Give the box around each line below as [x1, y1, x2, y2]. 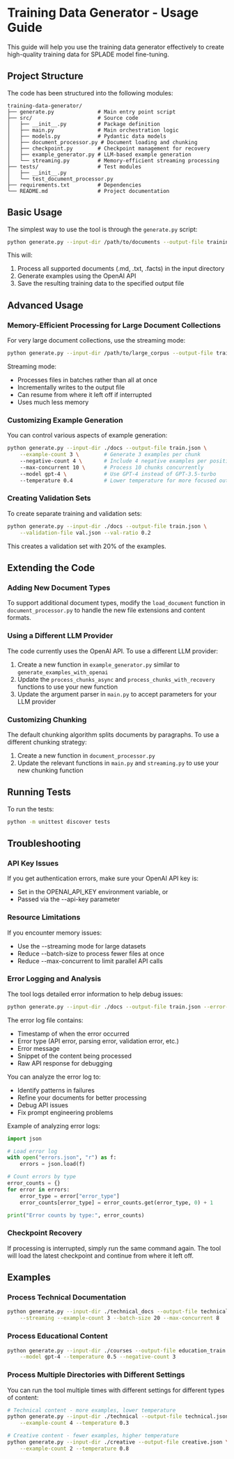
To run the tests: [7, 804, 54, 813]
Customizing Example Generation [7, 415, 123, 425]
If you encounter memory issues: [7, 928, 102, 937]
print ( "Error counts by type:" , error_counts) [7, 1212, 145, 1219]
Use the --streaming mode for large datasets [17, 942, 146, 950]
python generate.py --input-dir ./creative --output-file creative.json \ [7, 1439, 229, 1446]
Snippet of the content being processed [17, 1052, 132, 1060]
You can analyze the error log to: [7, 1072, 101, 1081]
